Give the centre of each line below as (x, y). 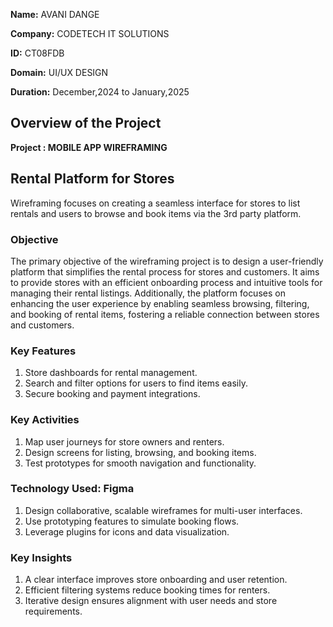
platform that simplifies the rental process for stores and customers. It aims (165, 271)
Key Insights (41, 557)
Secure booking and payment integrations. (112, 394)
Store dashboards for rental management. (111, 373)
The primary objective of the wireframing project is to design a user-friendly (167, 261)
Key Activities (45, 420)
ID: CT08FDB (37, 53)
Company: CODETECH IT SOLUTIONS (90, 33)
